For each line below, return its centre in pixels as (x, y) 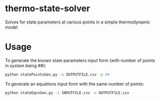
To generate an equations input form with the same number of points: (75, 84)
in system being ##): (26, 65)
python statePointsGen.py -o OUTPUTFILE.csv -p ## (57, 74)
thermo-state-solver (48, 9)
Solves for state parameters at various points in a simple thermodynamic (78, 22)
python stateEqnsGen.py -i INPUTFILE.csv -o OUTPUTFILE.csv (67, 93)
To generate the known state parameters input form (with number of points (80, 60)
